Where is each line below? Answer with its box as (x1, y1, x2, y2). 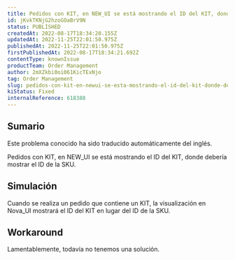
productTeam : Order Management (7, 62, 99, 69)
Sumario (7, 120, 45, 133)
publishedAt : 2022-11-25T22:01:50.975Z (7, 43, 124, 50)
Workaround (7, 226, 64, 238)
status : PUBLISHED (7, 23, 61, 30)
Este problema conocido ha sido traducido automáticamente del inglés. (7, 139, 213, 147)
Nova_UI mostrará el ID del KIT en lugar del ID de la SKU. (7, 206, 171, 215)
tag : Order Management (7, 75, 73, 82)
